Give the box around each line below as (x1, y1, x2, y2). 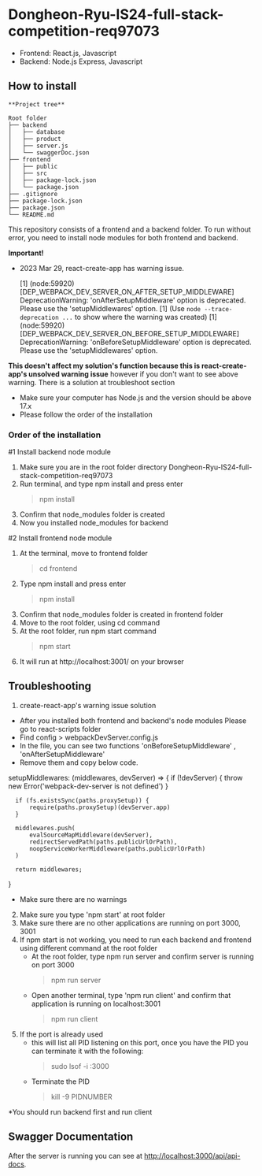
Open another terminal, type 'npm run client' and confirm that (31, 990, 231, 1000)
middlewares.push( (15, 824, 76, 832)
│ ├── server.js (8, 142, 68, 150)
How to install (8, 80, 77, 93)
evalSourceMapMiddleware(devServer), (28, 831, 153, 839)
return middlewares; (15, 865, 83, 874)
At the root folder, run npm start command (19, 626, 157, 636)
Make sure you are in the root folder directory (19, 462, 168, 472)
